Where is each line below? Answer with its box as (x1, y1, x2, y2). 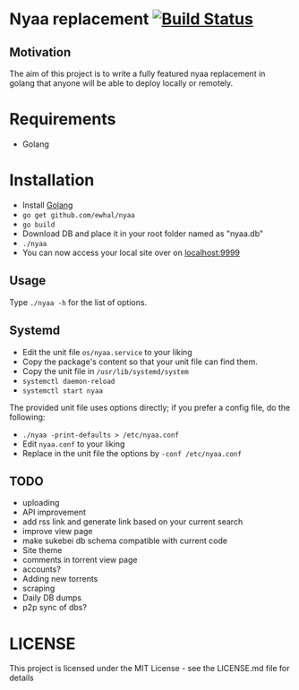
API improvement (21, 507, 87, 518)
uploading (21, 498, 60, 508)
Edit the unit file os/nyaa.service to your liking (21, 346, 192, 357)
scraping (21, 583, 56, 594)
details (9, 672, 34, 684)
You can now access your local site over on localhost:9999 (21, 247, 240, 258)
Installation (9, 170, 95, 191)
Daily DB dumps (21, 592, 82, 603)
